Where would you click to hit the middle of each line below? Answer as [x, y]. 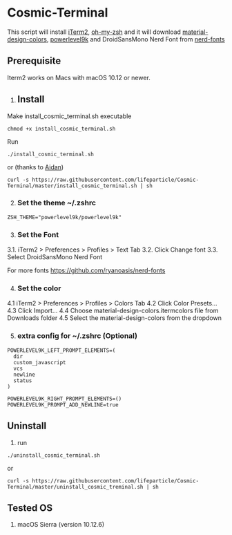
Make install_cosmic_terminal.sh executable [69, 116]
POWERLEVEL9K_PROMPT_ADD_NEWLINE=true [63, 405]
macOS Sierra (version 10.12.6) [61, 525]
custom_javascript [40, 362]
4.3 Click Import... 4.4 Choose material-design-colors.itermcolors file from [113, 311]
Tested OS [30, 508]
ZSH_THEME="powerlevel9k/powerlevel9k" [65, 217]
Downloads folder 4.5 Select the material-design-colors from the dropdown [115, 318]
